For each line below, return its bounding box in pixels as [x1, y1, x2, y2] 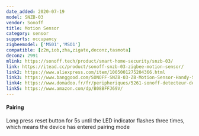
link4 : [6, 80, 23, 86]
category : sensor [6, 31, 49, 37]
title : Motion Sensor [6, 25, 60, 31]
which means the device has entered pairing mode [6, 124, 130, 131]
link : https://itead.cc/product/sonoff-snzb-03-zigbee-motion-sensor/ [6, 63, 184, 70]
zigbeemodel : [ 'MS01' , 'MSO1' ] [6, 42, 81, 48]
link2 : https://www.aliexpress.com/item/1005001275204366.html [6, 69, 166, 75]
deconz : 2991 [6, 53, 38, 59]
